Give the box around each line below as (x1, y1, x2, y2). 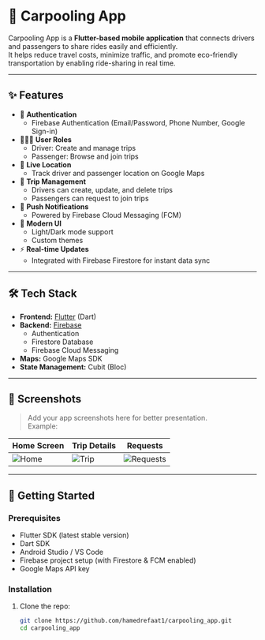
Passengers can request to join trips (31, 193, 149, 203)
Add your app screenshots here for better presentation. (27, 414, 207, 423)
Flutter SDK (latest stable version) (19, 530, 129, 540)
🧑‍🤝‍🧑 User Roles (19, 134, 73, 144)
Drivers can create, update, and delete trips (31, 185, 174, 194)
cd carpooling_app (19, 624, 80, 632)
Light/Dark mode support (31, 226, 114, 236)
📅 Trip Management (19, 177, 87, 186)
